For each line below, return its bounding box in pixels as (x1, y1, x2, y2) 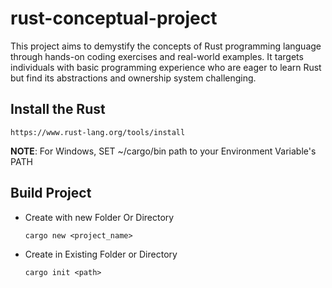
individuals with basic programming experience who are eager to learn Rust (10, 61, 322, 73)
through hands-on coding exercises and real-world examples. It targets (10, 50, 304, 62)
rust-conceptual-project (10, 7, 218, 30)
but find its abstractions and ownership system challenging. (10, 72, 257, 84)
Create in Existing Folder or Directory (24, 248, 178, 260)
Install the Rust (10, 101, 106, 118)
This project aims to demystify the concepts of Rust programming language (10, 40, 322, 52)
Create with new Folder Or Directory (24, 211, 175, 223)
